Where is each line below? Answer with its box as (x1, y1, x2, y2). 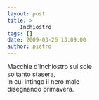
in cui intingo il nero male (7, 77, 80, 85)
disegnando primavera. (7, 85, 74, 93)
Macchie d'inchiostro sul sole (7, 63, 93, 70)
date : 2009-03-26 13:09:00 (7, 37, 86, 44)
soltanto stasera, (7, 70, 56, 78)
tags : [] (7, 30, 33, 37)
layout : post (7, 10, 46, 18)
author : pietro (7, 43, 52, 50)
